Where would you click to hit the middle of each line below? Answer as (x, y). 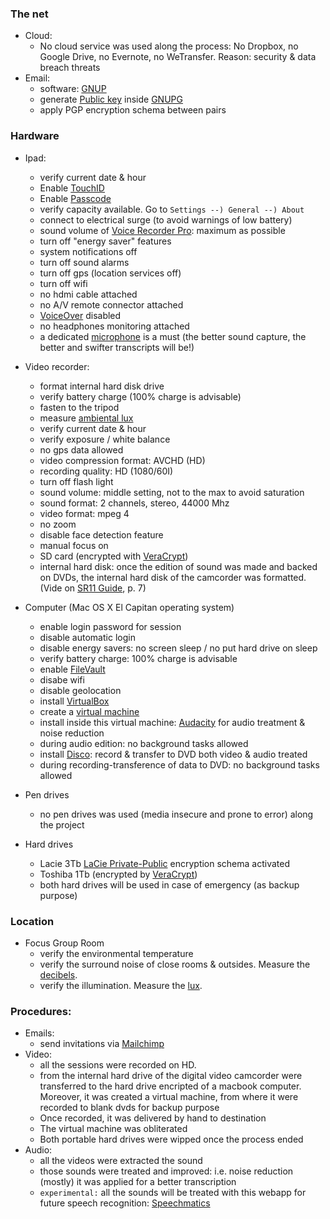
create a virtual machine (89, 711)
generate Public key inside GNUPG (111, 99)
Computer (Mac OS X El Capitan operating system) (129, 607)
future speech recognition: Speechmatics (125, 1203)
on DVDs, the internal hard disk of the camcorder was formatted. (173, 577)
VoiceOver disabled (80, 315)
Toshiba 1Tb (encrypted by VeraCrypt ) (118, 874)
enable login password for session (110, 626)
